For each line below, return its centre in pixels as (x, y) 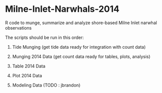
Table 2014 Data (29, 66)
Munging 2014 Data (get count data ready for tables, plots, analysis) (81, 56)
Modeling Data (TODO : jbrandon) (46, 85)
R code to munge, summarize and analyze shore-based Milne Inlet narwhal (81, 23)
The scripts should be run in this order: (45, 37)
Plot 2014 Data (27, 75)
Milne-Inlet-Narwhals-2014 (62, 9)
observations (18, 28)
